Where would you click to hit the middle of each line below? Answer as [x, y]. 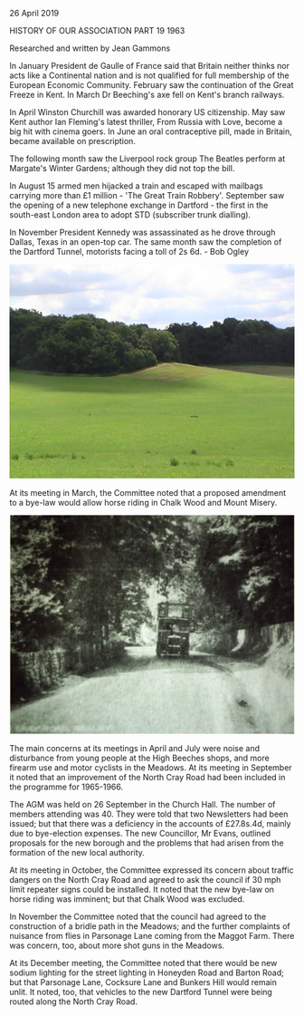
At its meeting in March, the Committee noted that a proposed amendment [148, 493]
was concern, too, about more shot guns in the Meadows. [117, 945]
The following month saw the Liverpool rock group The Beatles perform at [147, 159]
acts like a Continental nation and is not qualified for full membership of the [149, 75]
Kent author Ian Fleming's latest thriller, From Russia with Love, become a [146, 122]
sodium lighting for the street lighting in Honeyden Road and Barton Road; [147, 972]
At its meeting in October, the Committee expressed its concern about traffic [152, 870]
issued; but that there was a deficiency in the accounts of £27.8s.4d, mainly [150, 823]
